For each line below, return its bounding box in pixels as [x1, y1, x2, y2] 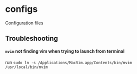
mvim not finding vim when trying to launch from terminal [5, 48, 125, 54]
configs [5, 3, 38, 15]
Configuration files [5, 20, 43, 26]
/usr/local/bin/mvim [5, 65, 48, 70]
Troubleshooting [5, 34, 58, 43]
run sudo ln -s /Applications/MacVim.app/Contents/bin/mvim [5, 59, 132, 65]
